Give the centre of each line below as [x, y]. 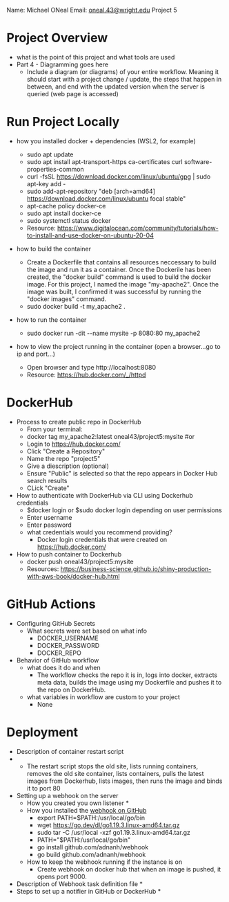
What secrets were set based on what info [87, 631]
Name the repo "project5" [63, 458]
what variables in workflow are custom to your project [103, 697]
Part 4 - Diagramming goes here [62, 64]
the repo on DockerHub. [71, 689]
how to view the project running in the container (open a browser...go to [119, 346]
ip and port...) [36, 354]
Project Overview [57, 38]
